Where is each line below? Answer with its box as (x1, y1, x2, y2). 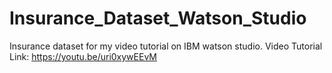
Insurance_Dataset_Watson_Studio (9, 7, 307, 30)
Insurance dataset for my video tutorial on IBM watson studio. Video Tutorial (9, 40, 323, 52)
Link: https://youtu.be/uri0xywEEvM (9, 50, 157, 62)
